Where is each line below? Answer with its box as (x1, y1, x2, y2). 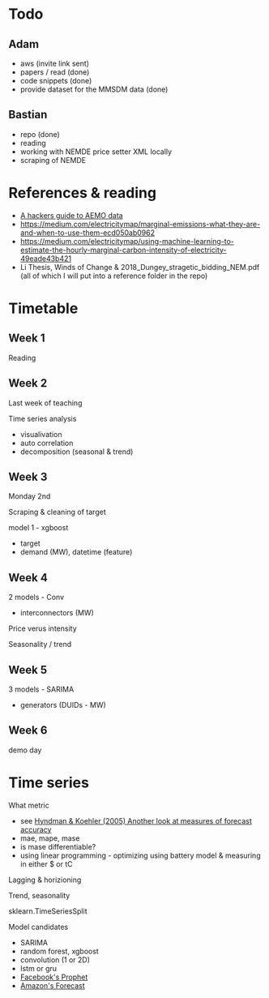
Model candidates (8, 922, 69, 932)
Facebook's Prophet (19, 972, 88, 982)
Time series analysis (8, 413, 77, 423)
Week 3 (8, 469, 48, 483)
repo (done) (19, 129, 61, 139)
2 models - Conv (8, 593, 65, 602)
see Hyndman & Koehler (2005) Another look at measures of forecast (19, 816, 253, 825)
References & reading (8, 184, 156, 202)
